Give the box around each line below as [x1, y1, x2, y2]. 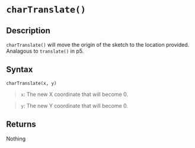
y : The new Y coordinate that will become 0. [20, 102, 129, 109]
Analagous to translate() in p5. [6, 47, 84, 54]
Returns [6, 120, 37, 130]
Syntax [6, 65, 33, 75]
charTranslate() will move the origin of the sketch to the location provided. [6, 41, 190, 48]
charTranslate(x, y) [6, 80, 57, 86]
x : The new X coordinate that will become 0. [20, 91, 129, 98]
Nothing [6, 135, 26, 142]
